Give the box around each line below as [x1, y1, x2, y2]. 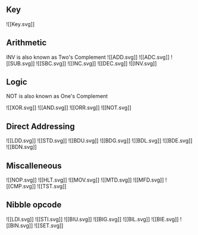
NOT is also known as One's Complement [6, 93, 108, 100]
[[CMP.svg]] [6, 183, 36, 190]
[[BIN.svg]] [6, 222, 33, 229]
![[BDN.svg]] [6, 144, 37, 151]
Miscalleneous [6, 160, 62, 171]
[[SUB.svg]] [6, 59, 35, 67]
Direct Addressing [6, 121, 76, 131]
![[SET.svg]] [34, 222, 64, 229]
